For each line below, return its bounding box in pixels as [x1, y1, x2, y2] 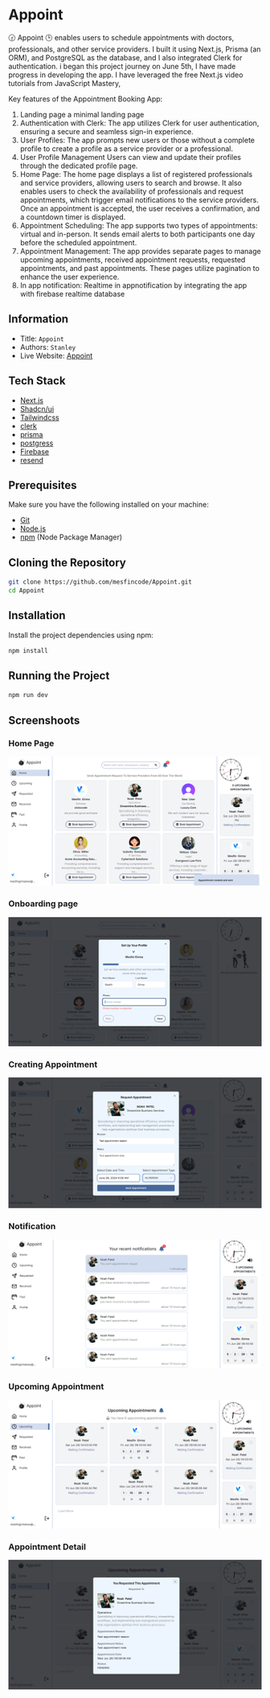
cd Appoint [8, 587, 45, 595]
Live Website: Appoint [19, 351, 93, 360]
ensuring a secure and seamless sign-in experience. [19, 126, 194, 136]
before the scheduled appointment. [19, 237, 137, 247]
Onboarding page [8, 898, 79, 909]
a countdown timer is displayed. [19, 211, 126, 222]
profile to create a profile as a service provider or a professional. [19, 143, 234, 154]
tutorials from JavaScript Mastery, [8, 78, 121, 88]
